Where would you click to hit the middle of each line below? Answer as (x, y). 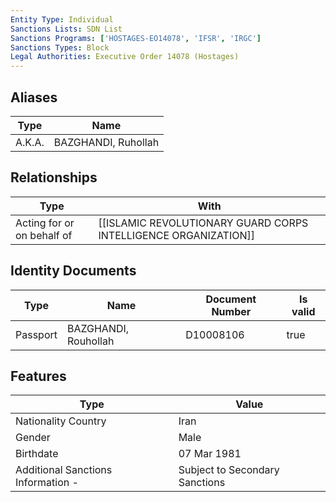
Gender (33, 438)
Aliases (34, 97)
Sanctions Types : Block (60, 47)
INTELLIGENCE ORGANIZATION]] (177, 235)
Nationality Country (61, 421)
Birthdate (37, 454)
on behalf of (44, 235)
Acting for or (45, 223)
